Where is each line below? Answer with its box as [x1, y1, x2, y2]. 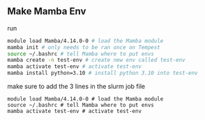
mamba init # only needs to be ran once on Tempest [7, 44, 160, 51]
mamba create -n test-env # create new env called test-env [7, 57, 186, 64]
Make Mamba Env [7, 6, 86, 17]
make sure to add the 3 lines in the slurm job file [7, 83, 145, 91]
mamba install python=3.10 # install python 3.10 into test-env [7, 69, 198, 77]
